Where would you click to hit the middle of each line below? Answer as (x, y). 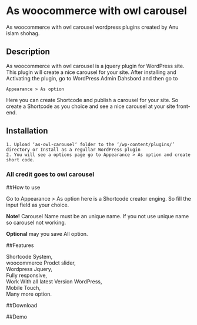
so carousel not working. (36, 222)
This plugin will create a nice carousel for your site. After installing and (91, 72)
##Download (22, 305)
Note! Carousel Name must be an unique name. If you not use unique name (98, 216)
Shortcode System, (29, 256)
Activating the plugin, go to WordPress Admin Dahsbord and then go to (92, 78)
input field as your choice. (38, 205)
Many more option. (29, 294)
